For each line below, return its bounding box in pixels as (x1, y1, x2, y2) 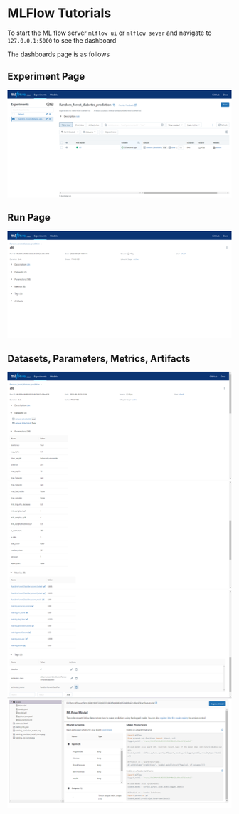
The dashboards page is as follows (7, 50, 110, 58)
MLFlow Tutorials (7, 5, 112, 21)
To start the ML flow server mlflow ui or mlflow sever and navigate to (7, 28, 212, 37)
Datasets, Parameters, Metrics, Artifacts (7, 353, 191, 365)
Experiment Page (7, 71, 85, 83)
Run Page (7, 212, 51, 224)
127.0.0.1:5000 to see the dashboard (7, 36, 117, 44)
